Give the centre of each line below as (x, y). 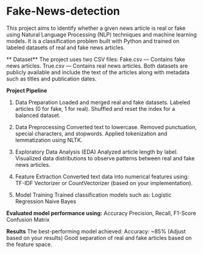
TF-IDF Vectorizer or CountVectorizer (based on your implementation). (104, 183)
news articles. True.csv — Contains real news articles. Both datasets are (97, 66)
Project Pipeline (27, 90)
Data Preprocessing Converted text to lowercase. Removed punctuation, (106, 127)
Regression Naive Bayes (45, 201)
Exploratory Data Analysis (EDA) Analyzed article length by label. (96, 152)
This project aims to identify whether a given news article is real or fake (96, 28)
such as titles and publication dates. (52, 79)
